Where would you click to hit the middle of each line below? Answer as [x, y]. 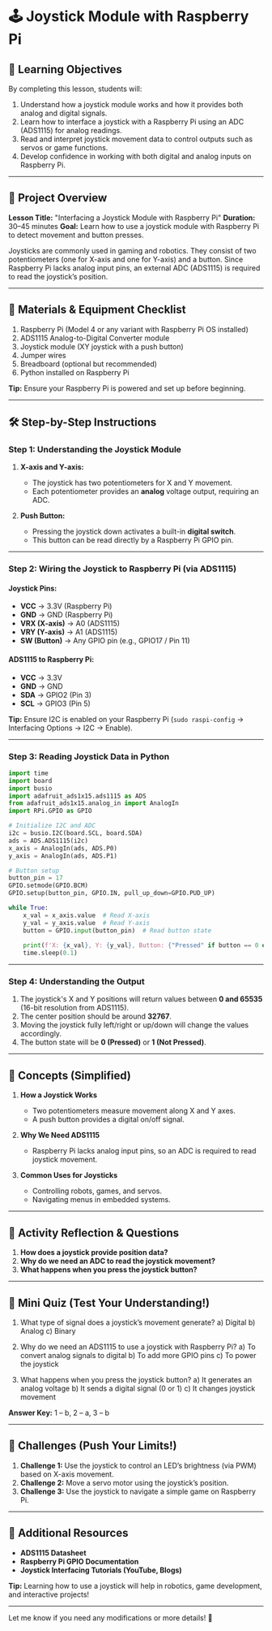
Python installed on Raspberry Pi [74, 372]
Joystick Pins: [33, 588]
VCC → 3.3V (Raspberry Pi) [66, 606]
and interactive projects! [49, 1594]
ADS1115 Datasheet [53, 1552]
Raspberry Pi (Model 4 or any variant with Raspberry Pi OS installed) [134, 329]
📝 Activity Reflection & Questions [94, 1233]
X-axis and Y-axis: [52, 467]
